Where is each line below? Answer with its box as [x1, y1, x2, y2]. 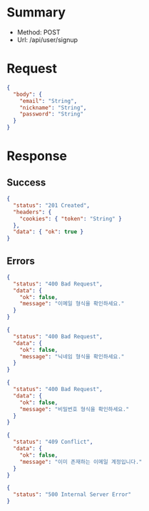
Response [6, 148, 68, 164]
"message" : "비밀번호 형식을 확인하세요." [19, 405, 130, 413]
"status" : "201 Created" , [13, 201, 91, 209]
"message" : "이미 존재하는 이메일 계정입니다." [19, 458, 143, 465]
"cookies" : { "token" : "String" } [19, 215, 122, 222]
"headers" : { [13, 208, 52, 216]
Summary [6, 4, 66, 21]
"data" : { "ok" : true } [13, 228, 83, 236]
